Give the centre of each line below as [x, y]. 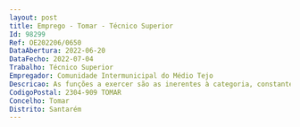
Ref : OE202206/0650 [46, 42]
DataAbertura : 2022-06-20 [57, 51]
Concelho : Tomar [39, 101]
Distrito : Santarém [46, 109]
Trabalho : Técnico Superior [62, 68]
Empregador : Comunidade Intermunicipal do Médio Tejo [112, 76]
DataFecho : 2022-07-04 [51, 59]
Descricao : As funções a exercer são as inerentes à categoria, [131, 84]
